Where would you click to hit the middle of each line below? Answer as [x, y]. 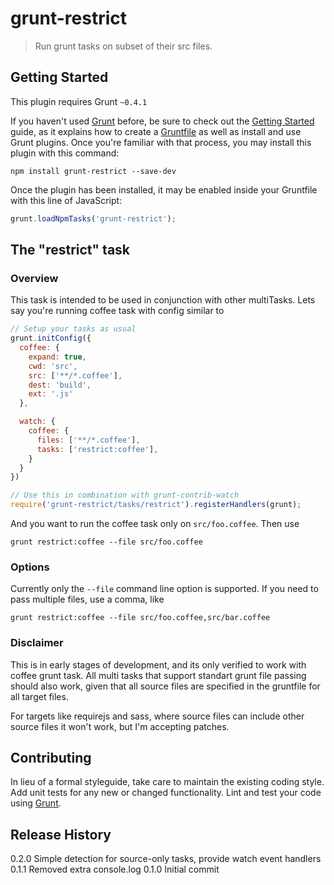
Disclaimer [37, 643]
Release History [61, 834]
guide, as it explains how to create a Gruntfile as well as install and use [156, 131]
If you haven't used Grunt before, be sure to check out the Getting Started [162, 121]
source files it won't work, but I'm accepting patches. [120, 726]
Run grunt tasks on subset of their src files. [123, 46]
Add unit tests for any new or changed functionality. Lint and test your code [166, 793]
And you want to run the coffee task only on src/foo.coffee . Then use [155, 524]
